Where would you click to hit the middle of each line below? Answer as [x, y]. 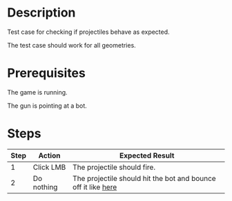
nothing [45, 186]
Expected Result [147, 155]
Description [41, 13]
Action [49, 155]
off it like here [95, 186]
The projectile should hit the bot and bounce [144, 178]
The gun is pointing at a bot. [47, 106]
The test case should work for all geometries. [71, 45]
